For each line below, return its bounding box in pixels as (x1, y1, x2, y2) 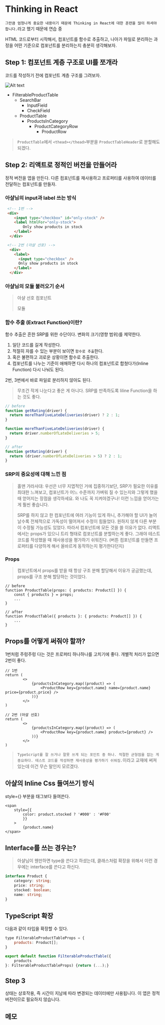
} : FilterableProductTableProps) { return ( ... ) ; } (5, 963, 109, 968)
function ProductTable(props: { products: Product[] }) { (5, 587, 127, 593)
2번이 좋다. (5, 657, 27, 663)
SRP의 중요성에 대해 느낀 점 (5, 471, 66, 478)
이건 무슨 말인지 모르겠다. (30, 763, 79, 769)
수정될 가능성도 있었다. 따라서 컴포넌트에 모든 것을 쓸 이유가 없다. (22, 524, 147, 530)
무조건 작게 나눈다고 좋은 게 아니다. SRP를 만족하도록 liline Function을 (17, 387, 152, 394)
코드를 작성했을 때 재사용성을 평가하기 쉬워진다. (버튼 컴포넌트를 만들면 (17, 536, 153, 542)
